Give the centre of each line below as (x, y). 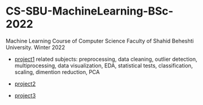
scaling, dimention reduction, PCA (57, 72)
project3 (25, 95)
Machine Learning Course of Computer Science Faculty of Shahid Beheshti (100, 41)
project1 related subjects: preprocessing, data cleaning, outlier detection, (106, 59)
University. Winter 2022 (35, 47)
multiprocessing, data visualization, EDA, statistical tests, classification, (104, 66)
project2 (25, 84)
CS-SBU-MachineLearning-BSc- (90, 11)
